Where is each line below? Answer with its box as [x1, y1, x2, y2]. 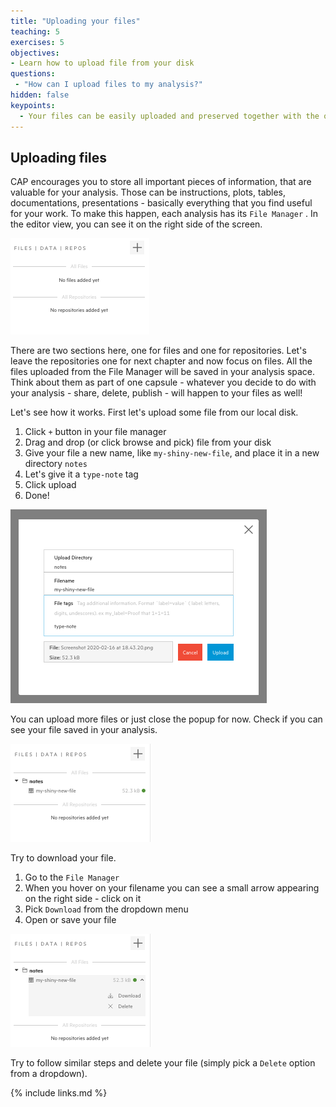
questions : [10, 69, 56, 79]
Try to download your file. [10, 852, 117, 864]
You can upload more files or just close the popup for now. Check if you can [10, 713, 323, 725]
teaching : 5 [10, 26, 60, 37]
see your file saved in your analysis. [10, 724, 158, 736]
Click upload [24, 479, 77, 491]
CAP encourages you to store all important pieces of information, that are [10, 176, 312, 188]
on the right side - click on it [24, 893, 142, 905]
